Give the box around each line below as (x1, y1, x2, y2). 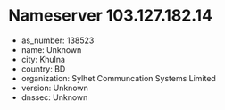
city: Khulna (21, 54, 66, 64)
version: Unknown (21, 82, 88, 93)
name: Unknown (21, 44, 82, 55)
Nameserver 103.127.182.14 (8, 5, 213, 26)
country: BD (21, 63, 66, 74)
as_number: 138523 (21, 35, 95, 46)
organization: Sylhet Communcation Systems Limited (21, 72, 216, 83)
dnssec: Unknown (21, 91, 88, 103)
